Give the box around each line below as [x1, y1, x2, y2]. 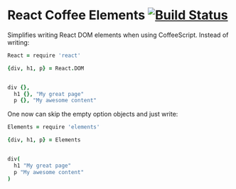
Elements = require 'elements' [7, 124, 100, 131]
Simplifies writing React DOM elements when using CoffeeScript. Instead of [7, 31, 229, 39]
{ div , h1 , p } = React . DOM [7, 65, 84, 72]
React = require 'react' [7, 52, 81, 59]
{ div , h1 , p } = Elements [7, 136, 81, 144]
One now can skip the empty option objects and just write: [7, 110, 178, 119]
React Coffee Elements [7, 7, 146, 23]
